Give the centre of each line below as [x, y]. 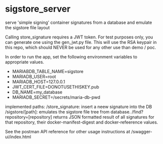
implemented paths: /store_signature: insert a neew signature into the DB [79, 107]
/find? [137, 112]
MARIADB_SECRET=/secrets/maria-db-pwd [56, 97]
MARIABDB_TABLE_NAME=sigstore [48, 71]
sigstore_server [38, 9]
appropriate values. [25, 62]
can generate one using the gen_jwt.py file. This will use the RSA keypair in [81, 42]
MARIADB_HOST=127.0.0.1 [38, 82]
